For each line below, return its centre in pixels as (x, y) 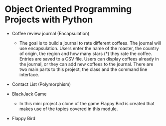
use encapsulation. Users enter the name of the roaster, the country (89, 48)
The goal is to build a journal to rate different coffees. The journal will (90, 43)
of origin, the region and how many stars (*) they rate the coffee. (86, 54)
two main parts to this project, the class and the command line (83, 69)
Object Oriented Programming (68, 9)
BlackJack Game (29, 94)
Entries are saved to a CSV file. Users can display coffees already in (89, 59)
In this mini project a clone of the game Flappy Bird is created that (87, 103)
